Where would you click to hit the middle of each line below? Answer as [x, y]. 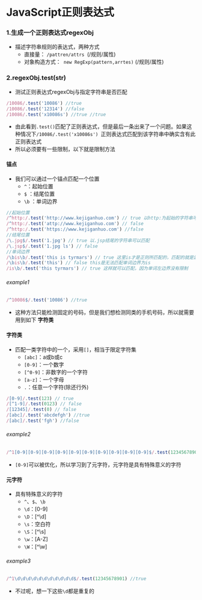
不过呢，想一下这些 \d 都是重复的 [55, 591]
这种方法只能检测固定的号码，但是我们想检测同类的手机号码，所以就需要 [104, 312]
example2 [19, 435]
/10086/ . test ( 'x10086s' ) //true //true [56, 114]
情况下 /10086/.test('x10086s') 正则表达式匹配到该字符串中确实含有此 [108, 134]
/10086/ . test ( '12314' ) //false [45, 109]
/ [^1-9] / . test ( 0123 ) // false [44, 404]
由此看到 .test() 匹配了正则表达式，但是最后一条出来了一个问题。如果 [101, 126]
